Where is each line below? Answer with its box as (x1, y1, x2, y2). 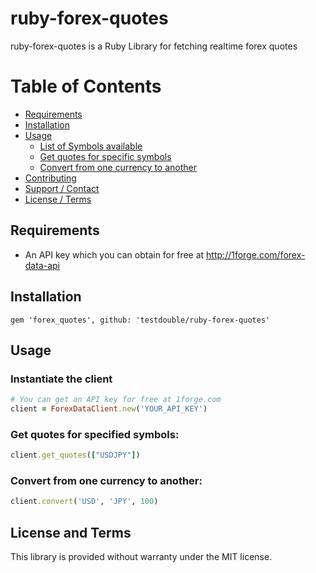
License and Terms (10, 524, 132, 541)
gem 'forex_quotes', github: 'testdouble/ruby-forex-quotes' (10, 315, 271, 325)
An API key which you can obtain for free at (24, 248, 205, 261)
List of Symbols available (39, 140, 143, 152)
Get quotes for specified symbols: (10, 427, 180, 441)
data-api (24, 259, 61, 271)
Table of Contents (10, 75, 162, 98)
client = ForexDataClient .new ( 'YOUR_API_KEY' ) (10, 404, 208, 414)
